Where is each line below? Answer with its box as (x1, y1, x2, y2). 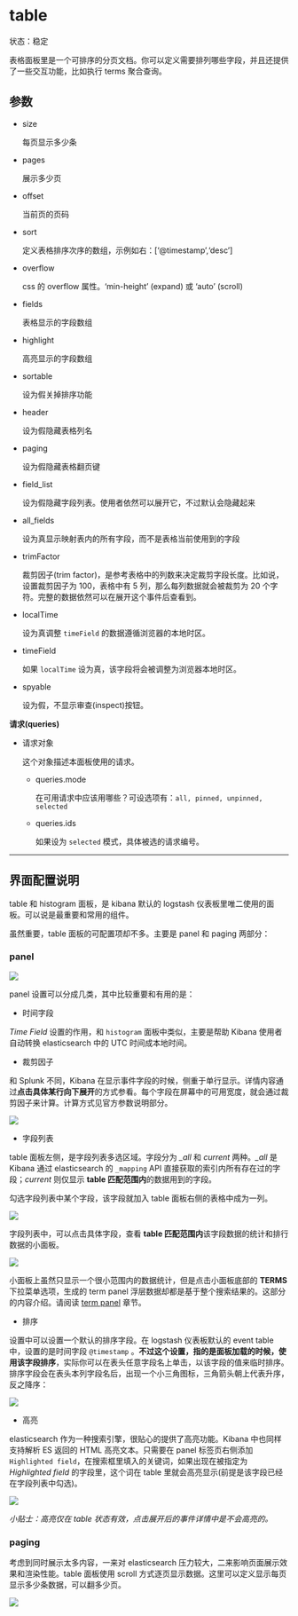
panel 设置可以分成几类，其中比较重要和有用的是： (9, 989, 195, 999)
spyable (21, 681, 51, 692)
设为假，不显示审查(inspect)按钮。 (21, 699, 149, 710)
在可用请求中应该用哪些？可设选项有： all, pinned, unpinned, (35, 792, 263, 803)
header (21, 406, 49, 417)
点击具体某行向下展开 (17, 1086, 95, 1097)
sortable (21, 370, 53, 382)
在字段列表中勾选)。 (9, 1478, 82, 1488)
